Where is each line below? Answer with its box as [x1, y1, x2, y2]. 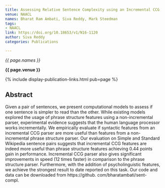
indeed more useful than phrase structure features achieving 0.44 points [5, 146, 153, 151]
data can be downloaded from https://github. [5, 172, 97, 178]
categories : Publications [5, 39, 58, 44]
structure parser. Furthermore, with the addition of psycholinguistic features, [5, 161, 161, 167]
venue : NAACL [5, 12, 32, 17]
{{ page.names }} [5, 57, 41, 63]
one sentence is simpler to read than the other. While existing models [5, 109, 145, 115]
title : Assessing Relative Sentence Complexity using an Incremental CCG [5, 7, 160, 12]
